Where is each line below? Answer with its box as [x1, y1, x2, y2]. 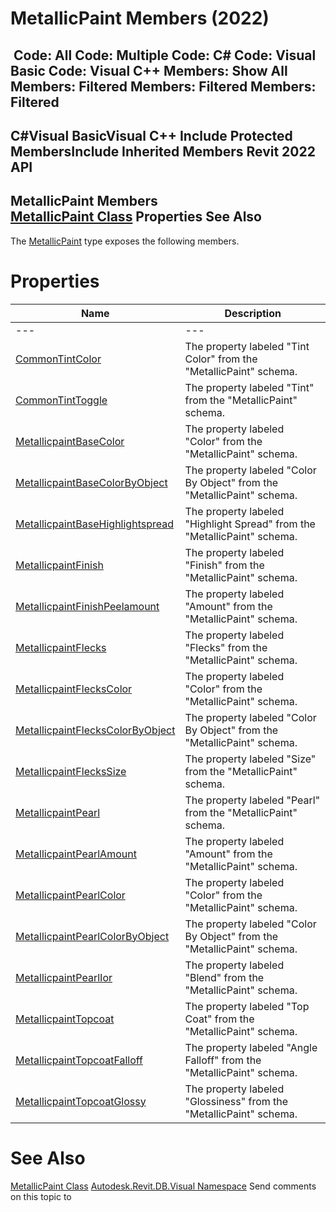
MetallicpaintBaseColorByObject [15, 475, 168, 489]
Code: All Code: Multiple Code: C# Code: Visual [13, 47, 317, 64]
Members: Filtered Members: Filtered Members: [10, 78, 317, 95]
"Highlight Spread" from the [184, 517, 316, 531]
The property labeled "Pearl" [184, 793, 321, 807]
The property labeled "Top [184, 999, 310, 1013]
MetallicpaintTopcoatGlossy [15, 1094, 147, 1108]
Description [224, 306, 282, 320]
